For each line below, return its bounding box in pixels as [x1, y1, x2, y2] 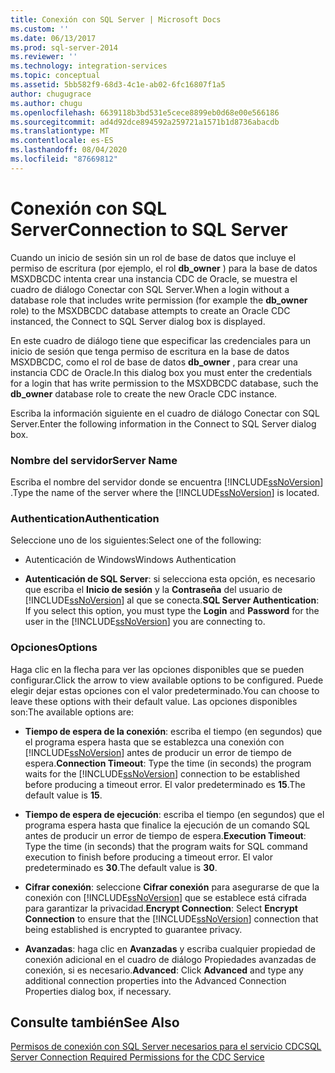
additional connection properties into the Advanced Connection [24, 974, 287, 986]
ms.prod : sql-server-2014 [10, 42, 118, 53]
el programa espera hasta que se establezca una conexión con [24, 736, 285, 748]
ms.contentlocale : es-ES [10, 136, 114, 146]
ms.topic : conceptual [10, 71, 101, 81]
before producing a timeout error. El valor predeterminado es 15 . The [24, 778, 306, 790]
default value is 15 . [24, 789, 103, 801]
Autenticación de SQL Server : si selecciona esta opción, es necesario [24, 573, 316, 585]
